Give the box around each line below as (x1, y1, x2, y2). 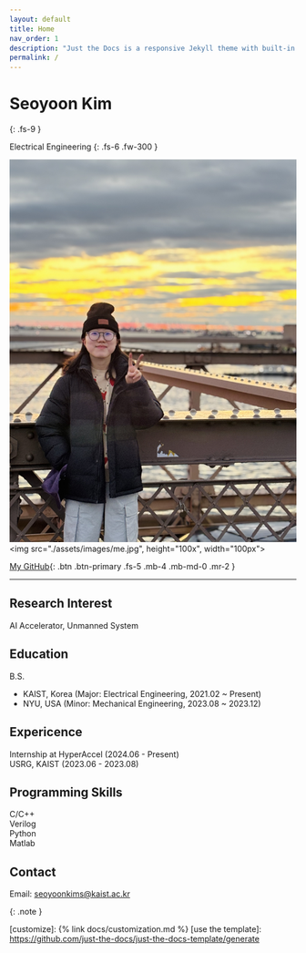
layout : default (9, 15, 71, 24)
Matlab (9, 838, 36, 849)
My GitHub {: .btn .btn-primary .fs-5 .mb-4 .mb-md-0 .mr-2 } (9, 561, 236, 572)
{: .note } (9, 907, 43, 917)
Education (9, 647, 69, 662)
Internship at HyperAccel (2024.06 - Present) (9, 748, 179, 760)
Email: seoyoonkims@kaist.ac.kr (9, 888, 130, 899)
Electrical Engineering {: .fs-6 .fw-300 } (9, 141, 158, 152)
